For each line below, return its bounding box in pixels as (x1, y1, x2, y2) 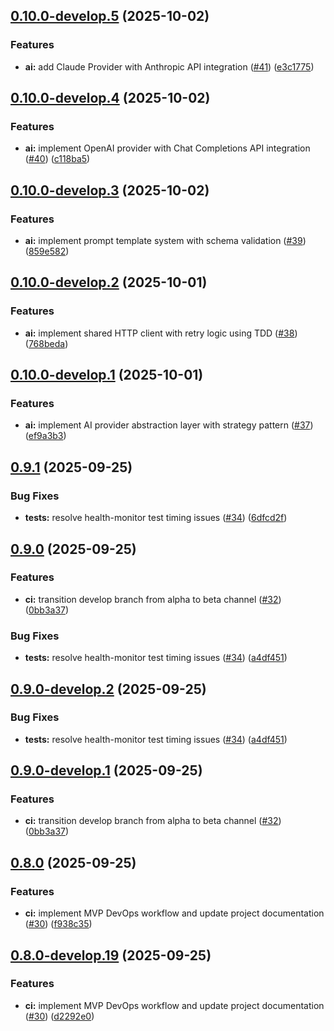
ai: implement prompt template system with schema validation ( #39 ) (24, 235, 307, 247)
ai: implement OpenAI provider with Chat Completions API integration (24, 142, 311, 154)
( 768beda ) (24, 337, 69, 349)
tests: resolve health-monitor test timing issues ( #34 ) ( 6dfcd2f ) (24, 512, 288, 524)
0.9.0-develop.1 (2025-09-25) (10, 762, 203, 779)
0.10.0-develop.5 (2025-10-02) (10, 8, 210, 25)
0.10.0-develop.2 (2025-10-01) (10, 274, 208, 291)
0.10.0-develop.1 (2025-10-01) (10, 367, 204, 384)
